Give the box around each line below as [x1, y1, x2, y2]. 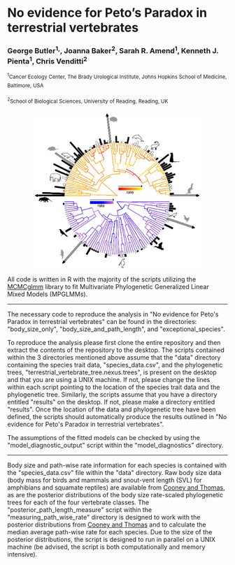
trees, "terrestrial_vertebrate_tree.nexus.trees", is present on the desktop [7, 368, 217, 376]
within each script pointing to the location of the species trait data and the [7, 383, 220, 392]
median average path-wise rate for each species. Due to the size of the [7, 528, 213, 536]
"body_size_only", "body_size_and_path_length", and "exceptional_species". [7, 325, 225, 333]
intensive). [7, 550, 38, 559]
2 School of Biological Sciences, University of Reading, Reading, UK [7, 96, 169, 105]
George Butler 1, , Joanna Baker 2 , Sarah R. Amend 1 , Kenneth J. [7, 45, 219, 56]
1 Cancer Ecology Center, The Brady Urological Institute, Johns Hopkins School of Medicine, [7, 72, 227, 81]
